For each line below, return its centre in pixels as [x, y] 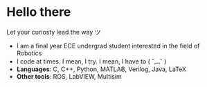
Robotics [29, 53]
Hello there [39, 12]
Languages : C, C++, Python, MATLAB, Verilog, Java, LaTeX [101, 69]
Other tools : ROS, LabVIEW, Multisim [69, 76]
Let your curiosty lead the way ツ [54, 32]
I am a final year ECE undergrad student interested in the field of [108, 46]
